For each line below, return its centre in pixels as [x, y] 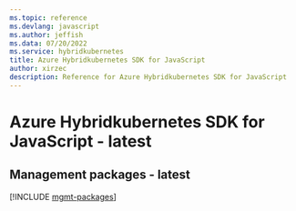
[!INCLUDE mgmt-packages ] [63, 196]
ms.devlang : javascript [55, 26]
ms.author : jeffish [46, 35]
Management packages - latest [100, 175]
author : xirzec [38, 69]
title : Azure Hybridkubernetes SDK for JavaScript [107, 60]
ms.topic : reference [49, 18]
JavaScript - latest [81, 141]
